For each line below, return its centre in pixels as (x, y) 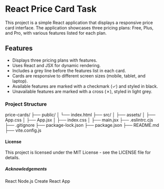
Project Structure (26, 104)
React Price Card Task (51, 9)
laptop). (20, 81)
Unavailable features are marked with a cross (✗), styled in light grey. (82, 91)
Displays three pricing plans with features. (55, 60)
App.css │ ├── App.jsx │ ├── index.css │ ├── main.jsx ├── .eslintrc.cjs (79, 120)
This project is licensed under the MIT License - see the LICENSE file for (78, 152)
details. (12, 158)
